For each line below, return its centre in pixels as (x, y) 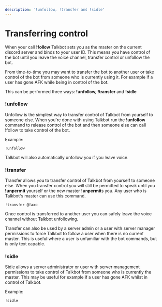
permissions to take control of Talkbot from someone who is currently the (78, 272)
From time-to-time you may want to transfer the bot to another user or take (80, 72)
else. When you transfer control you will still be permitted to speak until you (80, 186)
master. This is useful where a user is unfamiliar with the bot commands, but (81, 239)
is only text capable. (25, 244)
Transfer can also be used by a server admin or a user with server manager (80, 228)
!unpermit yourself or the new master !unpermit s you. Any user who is (76, 191)
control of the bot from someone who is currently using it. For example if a (79, 77)
